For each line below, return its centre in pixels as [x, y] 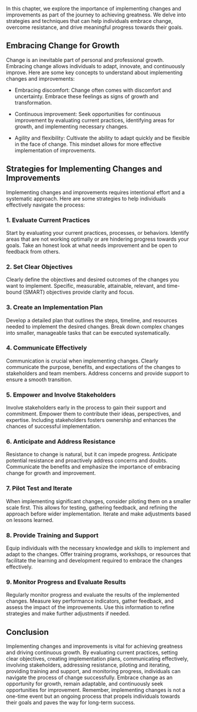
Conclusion [28, 632]
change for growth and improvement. [51, 473]
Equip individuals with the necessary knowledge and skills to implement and [98, 548]
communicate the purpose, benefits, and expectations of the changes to [93, 367]
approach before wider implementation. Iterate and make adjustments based [98, 514]
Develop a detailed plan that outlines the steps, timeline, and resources [92, 320]
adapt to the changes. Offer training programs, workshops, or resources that [98, 554]
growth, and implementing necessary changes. [71, 127]
